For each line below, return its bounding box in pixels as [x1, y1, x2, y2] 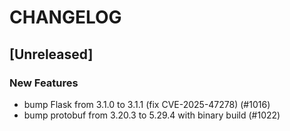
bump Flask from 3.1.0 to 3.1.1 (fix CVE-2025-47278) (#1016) [23, 98, 271, 110]
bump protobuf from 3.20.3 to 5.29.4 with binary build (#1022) [23, 109, 281, 121]
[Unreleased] [9, 46, 94, 63]
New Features [9, 76, 79, 90]
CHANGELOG [9, 6, 122, 29]
